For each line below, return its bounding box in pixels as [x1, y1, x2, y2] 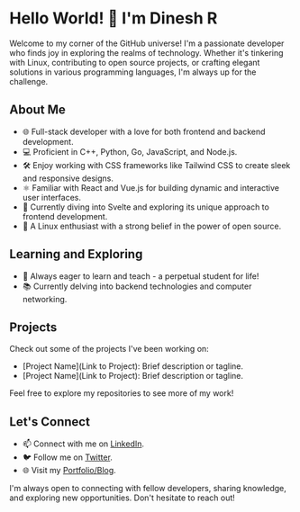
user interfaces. [22, 192, 81, 202]
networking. [22, 293, 68, 304]
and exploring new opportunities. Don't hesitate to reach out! [9, 492, 236, 503]
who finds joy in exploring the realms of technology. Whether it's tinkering [9, 47, 284, 58]
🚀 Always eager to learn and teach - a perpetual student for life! [22, 270, 259, 282]
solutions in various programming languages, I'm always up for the [9, 67, 257, 77]
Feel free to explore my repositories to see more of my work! [9, 388, 234, 399]
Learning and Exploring [9, 247, 143, 262]
